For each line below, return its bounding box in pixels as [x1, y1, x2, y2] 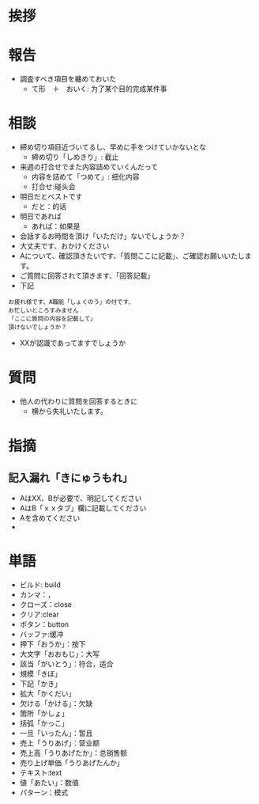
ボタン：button [19, 619, 69, 629]
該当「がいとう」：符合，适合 [19, 658, 114, 669]
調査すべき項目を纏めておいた [19, 74, 117, 84]
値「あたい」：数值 [19, 777, 79, 787]
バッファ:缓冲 [19, 629, 64, 639]
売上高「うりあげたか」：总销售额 [19, 748, 128, 757]
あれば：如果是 [31, 222, 81, 231]
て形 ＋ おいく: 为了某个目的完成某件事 [31, 84, 167, 93]
